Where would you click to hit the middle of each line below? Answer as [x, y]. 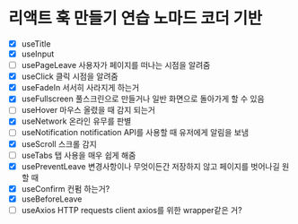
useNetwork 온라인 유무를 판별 [76, 121]
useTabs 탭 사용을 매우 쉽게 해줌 [79, 155]
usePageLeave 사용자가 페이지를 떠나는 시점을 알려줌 [116, 65]
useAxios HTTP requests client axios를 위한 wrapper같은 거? [132, 210]
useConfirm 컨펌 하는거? [66, 188]
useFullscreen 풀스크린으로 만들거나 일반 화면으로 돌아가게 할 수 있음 [143, 99]
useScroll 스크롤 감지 [59, 143]
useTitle [36, 43]
